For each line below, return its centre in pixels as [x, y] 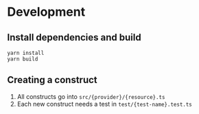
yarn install [26, 53]
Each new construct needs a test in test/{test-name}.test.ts [104, 104]
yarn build [23, 59]
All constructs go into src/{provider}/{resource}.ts [91, 96]
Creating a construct [52, 80]
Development [46, 12]
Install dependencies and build [74, 37]
